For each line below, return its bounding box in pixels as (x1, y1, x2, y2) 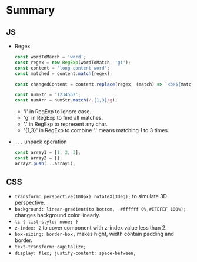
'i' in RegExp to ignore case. (23, 108, 92, 115)
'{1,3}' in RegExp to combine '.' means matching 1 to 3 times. (23, 127, 169, 134)
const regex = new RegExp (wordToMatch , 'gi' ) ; (14, 60, 131, 65)
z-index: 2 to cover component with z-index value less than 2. (14, 224, 167, 231)
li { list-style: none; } (14, 219, 78, 225)
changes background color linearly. (14, 211, 101, 218)
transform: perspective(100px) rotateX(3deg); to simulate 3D (14, 192, 168, 199)
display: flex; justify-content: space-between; (14, 250, 136, 256)
